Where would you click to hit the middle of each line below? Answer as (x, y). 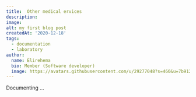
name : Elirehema (31, 60)
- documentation (31, 44)
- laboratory (27, 50)
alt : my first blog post (36, 28)
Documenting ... (25, 88)
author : (15, 55)
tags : (13, 39)
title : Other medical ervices (44, 11)
